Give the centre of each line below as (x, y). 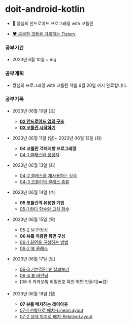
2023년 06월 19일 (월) (34, 293)
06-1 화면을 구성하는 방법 (44, 242)
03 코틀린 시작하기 (37, 127)
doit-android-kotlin (45, 9)
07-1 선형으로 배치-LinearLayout (51, 310)
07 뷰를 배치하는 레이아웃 (44, 304)
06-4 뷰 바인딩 (34, 275)
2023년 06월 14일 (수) (34, 192)
